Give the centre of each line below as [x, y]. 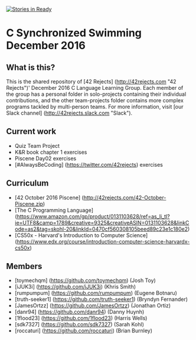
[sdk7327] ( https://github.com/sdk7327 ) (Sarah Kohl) [79, 325]
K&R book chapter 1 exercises [51, 152]
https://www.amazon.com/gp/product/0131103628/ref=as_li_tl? [93, 216]
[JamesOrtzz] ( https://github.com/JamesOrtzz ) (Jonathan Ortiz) [93, 306]
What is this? [31, 67]
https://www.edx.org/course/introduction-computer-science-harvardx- [103, 241]
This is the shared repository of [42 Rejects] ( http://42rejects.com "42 [91, 82]
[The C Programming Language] [54, 210]
